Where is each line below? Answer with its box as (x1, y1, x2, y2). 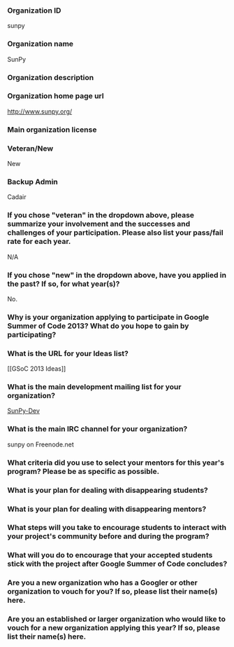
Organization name (7, 39, 74, 49)
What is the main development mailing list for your (7, 382, 182, 392)
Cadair (7, 193, 27, 201)
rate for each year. (7, 237, 71, 247)
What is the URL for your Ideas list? (7, 348, 129, 358)
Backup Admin (7, 177, 58, 186)
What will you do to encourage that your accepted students (7, 550, 213, 560)
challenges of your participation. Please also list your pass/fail (7, 228, 224, 238)
